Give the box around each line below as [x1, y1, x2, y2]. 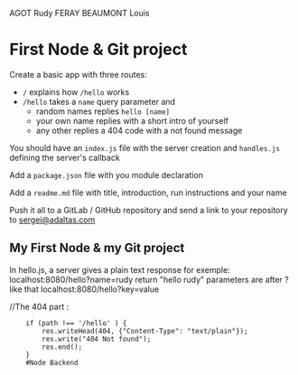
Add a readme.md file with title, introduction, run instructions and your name [9, 187, 287, 198]
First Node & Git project [9, 40, 188, 60]
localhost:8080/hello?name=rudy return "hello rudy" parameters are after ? [9, 274, 289, 285]
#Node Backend [25, 358, 79, 367]
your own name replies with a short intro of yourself [35, 115, 228, 126]
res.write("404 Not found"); [42, 334, 152, 343]
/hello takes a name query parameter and [22, 96, 176, 107]
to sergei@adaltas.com [9, 214, 96, 225]
